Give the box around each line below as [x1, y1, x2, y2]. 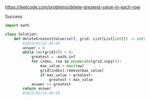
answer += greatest [31, 81, 71, 87]
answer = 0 [23, 45, 45, 50]
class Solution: [5, 32, 38, 37]
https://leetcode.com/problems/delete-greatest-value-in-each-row [5, 4, 141, 10]
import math [5, 23, 29, 28]
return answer [23, 86, 51, 91]
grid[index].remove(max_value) [40, 68, 104, 73]
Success [5, 14, 23, 19]
